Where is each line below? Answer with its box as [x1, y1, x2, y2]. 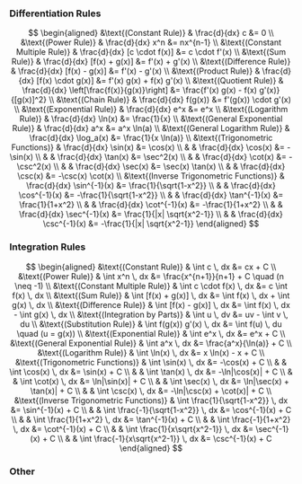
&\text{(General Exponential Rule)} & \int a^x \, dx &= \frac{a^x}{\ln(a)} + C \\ [10, 338, 292, 348]
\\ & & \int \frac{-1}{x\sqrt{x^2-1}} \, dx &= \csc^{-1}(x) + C [58, 433, 272, 444]
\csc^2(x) [16, 161, 52, 172]
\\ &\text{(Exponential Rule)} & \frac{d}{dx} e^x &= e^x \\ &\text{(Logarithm [13, 104, 289, 115]
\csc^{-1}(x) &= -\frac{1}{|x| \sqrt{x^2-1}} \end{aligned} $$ [42, 218, 260, 229]
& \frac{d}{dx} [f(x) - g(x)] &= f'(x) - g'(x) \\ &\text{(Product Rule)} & [10, 66, 261, 76]
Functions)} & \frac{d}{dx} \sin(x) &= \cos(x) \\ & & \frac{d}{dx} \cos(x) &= [11, 142, 286, 153]
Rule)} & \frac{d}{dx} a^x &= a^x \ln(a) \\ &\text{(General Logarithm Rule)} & [12, 123, 290, 134]
